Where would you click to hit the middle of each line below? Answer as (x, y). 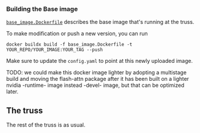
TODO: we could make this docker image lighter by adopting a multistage (96, 72)
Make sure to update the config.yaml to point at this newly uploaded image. (99, 61)
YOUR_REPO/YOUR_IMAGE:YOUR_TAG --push (54, 50)
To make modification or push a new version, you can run (77, 34)
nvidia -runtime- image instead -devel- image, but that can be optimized (95, 85)
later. (13, 92)
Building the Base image (42, 9)
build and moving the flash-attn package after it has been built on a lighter (98, 79)
